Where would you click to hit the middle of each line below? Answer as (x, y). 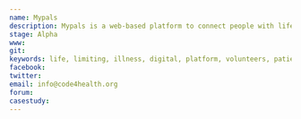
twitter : (26, 76)
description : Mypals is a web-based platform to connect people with (142, 26)
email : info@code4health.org (64, 84)
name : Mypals (34, 17)
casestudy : (30, 101)
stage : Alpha (34, 34)
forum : (21, 92)
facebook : (28, 68)
